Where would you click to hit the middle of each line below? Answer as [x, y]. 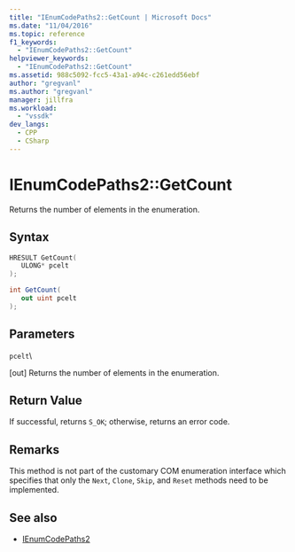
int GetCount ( [35, 290]
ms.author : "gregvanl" [51, 91]
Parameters [42, 334]
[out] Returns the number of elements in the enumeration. [114, 372]
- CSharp [33, 141]
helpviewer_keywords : [49, 58]
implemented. [34, 490]
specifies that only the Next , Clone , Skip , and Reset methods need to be [139, 480]
